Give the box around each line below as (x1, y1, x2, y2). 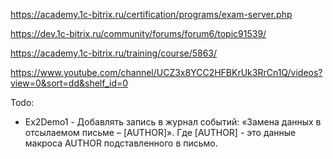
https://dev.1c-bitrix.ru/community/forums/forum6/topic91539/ (10, 28, 267, 39)
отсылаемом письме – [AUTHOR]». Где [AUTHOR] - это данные (24, 127, 297, 138)
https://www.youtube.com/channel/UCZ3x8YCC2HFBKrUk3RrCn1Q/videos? (10, 67, 323, 78)
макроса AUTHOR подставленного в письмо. (24, 137, 218, 149)
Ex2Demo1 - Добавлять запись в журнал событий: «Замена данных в (24, 116, 322, 128)
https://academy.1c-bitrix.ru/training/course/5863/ (10, 47, 218, 59)
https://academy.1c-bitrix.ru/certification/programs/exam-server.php (10, 9, 293, 20)
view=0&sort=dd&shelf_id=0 (10, 77, 129, 89)
